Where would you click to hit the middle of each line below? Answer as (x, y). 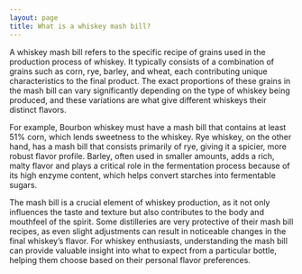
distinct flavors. (38, 109)
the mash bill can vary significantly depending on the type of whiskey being (150, 90)
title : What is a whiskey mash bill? (80, 26)
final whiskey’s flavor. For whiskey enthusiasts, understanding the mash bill (149, 241)
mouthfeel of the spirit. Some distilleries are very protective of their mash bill (151, 222)
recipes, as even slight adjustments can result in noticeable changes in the (148, 231)
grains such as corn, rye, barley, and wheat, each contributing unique (138, 71)
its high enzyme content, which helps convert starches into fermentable (143, 175)
